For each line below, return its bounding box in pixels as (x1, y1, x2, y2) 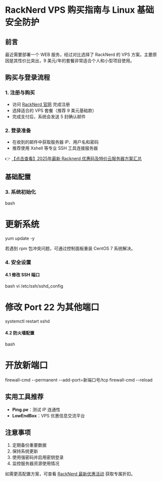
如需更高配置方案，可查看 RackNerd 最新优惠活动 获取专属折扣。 (5, 471, 136, 477)
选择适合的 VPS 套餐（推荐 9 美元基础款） (12, 107, 97, 113)
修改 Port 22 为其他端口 (5, 301, 100, 313)
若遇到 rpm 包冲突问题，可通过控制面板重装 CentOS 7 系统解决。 (5, 245, 136, 251)
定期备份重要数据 (12, 442, 47, 448)
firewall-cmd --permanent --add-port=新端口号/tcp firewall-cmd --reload (5, 377, 153, 383)
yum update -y (5, 235, 35, 241)
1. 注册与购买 (5, 89, 35, 96)
